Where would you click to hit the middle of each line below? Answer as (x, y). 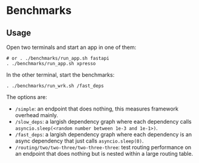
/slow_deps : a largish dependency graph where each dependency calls (103, 122)
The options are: (27, 97)
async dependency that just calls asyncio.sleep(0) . (79, 141)
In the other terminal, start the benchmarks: (60, 75)
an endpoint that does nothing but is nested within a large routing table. (104, 154)
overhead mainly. (37, 115)
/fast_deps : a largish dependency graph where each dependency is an (103, 134)
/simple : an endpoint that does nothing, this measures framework (97, 109)
